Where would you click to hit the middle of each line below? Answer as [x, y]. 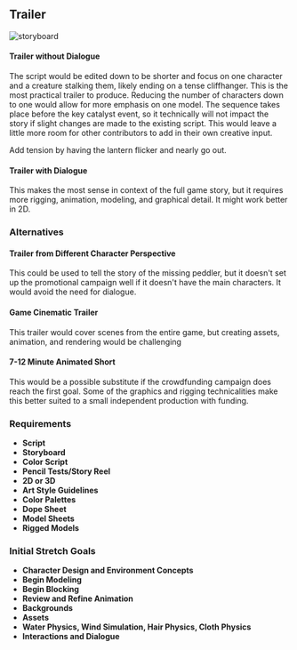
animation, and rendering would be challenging [96, 341]
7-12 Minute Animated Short [62, 362]
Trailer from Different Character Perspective [92, 253]
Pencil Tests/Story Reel [66, 471]
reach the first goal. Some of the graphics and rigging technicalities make [144, 391]
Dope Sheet [44, 510]
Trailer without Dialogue [55, 56]
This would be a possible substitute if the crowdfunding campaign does [140, 381]
